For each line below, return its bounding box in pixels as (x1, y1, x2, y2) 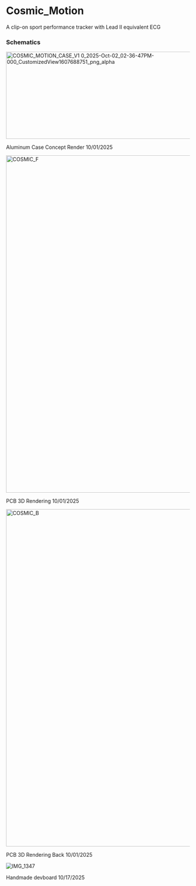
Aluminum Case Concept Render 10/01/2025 (6, 144, 113, 151)
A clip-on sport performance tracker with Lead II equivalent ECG (6, 23, 161, 30)
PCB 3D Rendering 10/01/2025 (6, 497, 79, 505)
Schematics (6, 38, 41, 46)
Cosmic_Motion (6, 4, 85, 18)
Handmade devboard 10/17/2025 (6, 874, 85, 881)
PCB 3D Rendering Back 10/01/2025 (6, 851, 93, 858)
